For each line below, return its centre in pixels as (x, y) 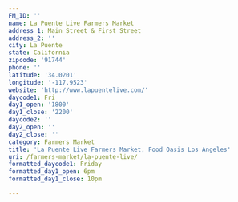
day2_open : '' (32, 127)
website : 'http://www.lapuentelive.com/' (79, 90)
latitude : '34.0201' (43, 75)
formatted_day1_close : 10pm (55, 179)
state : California (39, 53)
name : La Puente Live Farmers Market (71, 23)
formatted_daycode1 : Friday (55, 164)
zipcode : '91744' (37, 61)
